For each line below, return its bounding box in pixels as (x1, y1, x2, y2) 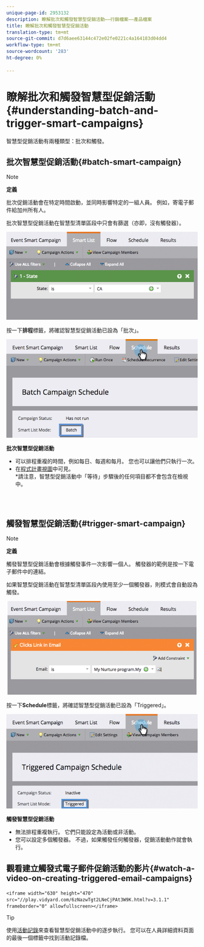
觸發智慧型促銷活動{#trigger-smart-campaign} (6, 518, 186, 529)
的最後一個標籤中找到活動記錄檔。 (6, 934, 92, 941)
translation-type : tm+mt (6, 29, 69, 35)
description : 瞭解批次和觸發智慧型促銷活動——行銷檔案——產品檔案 (6, 16, 152, 23)
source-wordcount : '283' (6, 49, 69, 55)
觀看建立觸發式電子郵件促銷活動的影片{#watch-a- (6, 863, 195, 873)
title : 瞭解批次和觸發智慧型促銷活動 (6, 23, 89, 29)
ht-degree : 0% (6, 55, 42, 61)
